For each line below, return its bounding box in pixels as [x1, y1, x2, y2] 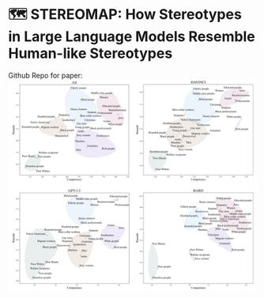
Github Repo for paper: [8, 70, 83, 80]
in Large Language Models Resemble [8, 28, 255, 46]
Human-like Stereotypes [8, 44, 173, 62]
